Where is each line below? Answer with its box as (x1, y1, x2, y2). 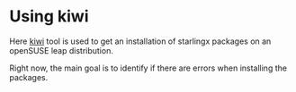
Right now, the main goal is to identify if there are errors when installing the (9, 63, 288, 73)
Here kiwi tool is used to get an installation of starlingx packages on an (9, 36, 272, 46)
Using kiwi (9, 6, 89, 27)
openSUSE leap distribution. (9, 45, 114, 55)
